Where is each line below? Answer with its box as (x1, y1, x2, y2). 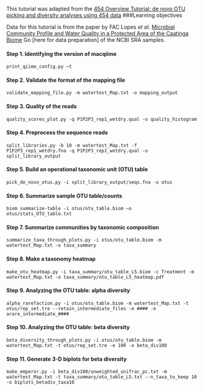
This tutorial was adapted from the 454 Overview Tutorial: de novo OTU (6, 5, 185, 12)
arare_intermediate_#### (6, 311, 69, 317)
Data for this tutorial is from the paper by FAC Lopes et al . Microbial (6, 24, 175, 30)
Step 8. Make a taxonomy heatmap (6, 255, 96, 263)
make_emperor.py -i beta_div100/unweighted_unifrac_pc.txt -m (6, 369, 167, 375)
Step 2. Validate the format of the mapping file (6, 76, 126, 84)
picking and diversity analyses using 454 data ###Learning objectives (6, 12, 182, 19)
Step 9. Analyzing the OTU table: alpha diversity (6, 287, 131, 294)
